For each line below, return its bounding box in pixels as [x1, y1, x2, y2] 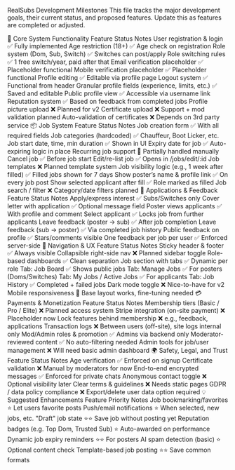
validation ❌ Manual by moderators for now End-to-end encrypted [7, 364, 199, 372]
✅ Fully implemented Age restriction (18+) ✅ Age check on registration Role [7, 42, 226, 50]
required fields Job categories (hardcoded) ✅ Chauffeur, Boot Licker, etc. [7, 131, 220, 140]
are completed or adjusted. [7, 21, 86, 29]
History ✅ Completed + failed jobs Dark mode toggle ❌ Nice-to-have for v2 [7, 281, 225, 288]
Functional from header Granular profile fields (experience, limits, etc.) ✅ [7, 81, 217, 90]
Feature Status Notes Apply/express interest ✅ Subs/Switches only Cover [7, 194, 220, 202]
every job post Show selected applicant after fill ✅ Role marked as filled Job [7, 178, 227, 187]
